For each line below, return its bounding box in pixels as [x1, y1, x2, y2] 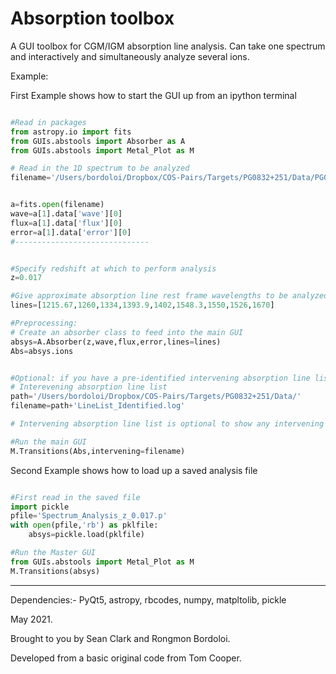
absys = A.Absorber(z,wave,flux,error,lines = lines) [10, 337, 222, 347]
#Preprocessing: [10, 318, 78, 329]
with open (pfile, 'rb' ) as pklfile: [10, 520, 159, 531]
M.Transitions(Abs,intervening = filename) [10, 446, 186, 456]
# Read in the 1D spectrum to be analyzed [10, 163, 190, 174]
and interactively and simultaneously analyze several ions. [10, 50, 250, 62]
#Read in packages [10, 117, 87, 127]
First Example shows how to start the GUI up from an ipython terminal [10, 89, 297, 101]
